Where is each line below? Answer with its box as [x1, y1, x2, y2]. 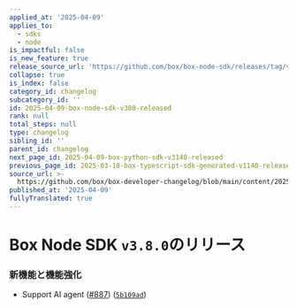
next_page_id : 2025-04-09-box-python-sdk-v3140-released [9, 152, 224, 162]
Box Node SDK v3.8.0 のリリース [9, 235, 246, 255]
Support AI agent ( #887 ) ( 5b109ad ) [21, 289, 147, 300]
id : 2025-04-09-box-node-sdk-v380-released [9, 104, 172, 112]
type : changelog [9, 128, 69, 137]
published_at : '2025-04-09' [9, 186, 113, 195]
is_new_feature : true [9, 54, 89, 63]
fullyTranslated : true [9, 194, 93, 204]
